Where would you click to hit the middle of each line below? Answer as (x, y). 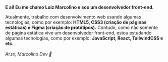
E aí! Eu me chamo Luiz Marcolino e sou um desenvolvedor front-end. (79, 7)
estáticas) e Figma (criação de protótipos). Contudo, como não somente (81, 27)
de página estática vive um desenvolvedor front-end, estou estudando (78, 33)
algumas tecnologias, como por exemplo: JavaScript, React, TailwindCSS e (84, 38)
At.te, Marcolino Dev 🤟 (29, 54)
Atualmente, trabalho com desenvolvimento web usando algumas (73, 17)
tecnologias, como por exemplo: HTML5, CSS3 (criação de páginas (76, 22)
